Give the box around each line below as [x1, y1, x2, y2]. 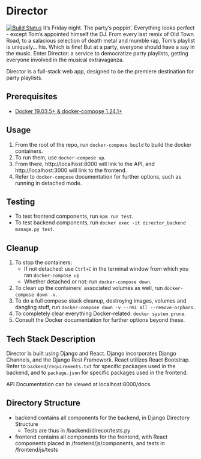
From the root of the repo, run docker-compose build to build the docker [14, 141, 192, 148]
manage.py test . [14, 226, 55, 233]
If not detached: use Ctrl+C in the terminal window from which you [23, 265, 189, 273]
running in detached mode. [14, 179, 82, 186]
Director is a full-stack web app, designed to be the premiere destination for [6, 67, 194, 75]
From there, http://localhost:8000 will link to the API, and [14, 160, 155, 167]
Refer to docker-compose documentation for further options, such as [14, 173, 182, 180]
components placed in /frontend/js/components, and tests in [14, 439, 165, 446]
